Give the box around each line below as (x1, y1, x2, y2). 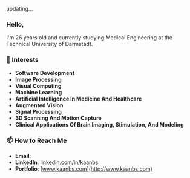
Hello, (6, 20, 24, 28)
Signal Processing (15, 108, 62, 115)
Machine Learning (15, 88, 62, 96)
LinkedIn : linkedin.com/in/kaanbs (15, 159, 99, 166)
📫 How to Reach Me (6, 136, 67, 145)
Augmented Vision (15, 101, 64, 108)
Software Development (15, 69, 74, 76)
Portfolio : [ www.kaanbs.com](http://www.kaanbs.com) (15, 165, 152, 172)
